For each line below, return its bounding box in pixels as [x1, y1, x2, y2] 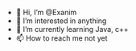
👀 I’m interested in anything [15, 16, 107, 25]
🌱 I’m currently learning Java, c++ [15, 25, 129, 33]
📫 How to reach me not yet [15, 33, 108, 43]
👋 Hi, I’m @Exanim [15, 8, 77, 17]
